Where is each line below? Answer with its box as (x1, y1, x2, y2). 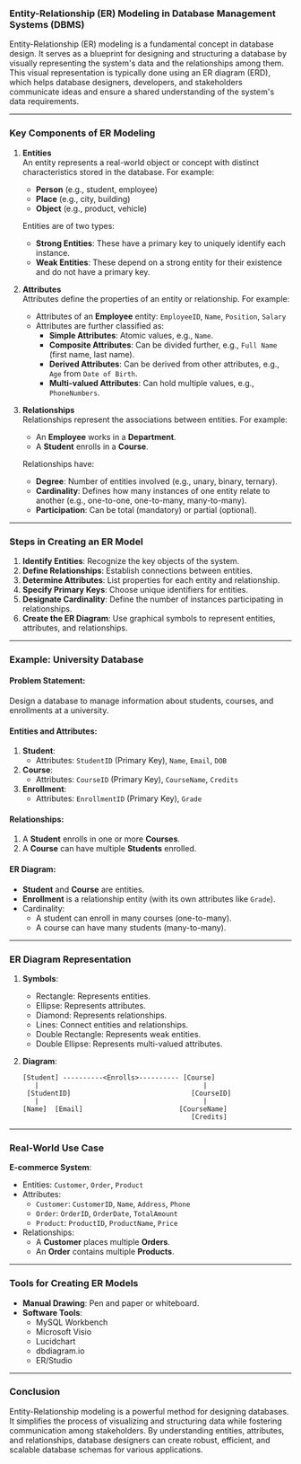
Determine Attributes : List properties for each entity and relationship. (21, 574, 280, 586)
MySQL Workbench (35, 1317, 108, 1327)
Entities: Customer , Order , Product (21, 1179, 144, 1190)
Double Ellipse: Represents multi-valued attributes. (35, 1038, 223, 1049)
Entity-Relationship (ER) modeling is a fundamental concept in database (9, 39, 275, 49)
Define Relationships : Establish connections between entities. (21, 565, 254, 576)
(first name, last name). (48, 348, 135, 359)
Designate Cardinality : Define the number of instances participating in (21, 594, 284, 604)
